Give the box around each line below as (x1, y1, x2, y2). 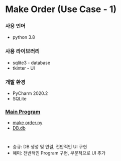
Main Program (5, 109, 41, 115)
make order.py (12, 120, 43, 126)
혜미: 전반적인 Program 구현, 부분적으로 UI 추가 (12, 150, 106, 156)
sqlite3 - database (12, 60, 51, 66)
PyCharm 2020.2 (12, 90, 48, 96)
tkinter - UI (12, 65, 35, 71)
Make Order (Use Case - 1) (5, 4, 117, 15)
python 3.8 (12, 34, 35, 40)
